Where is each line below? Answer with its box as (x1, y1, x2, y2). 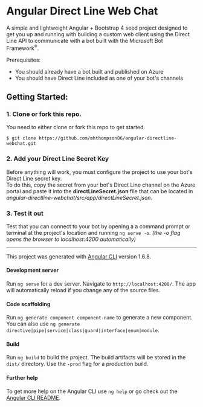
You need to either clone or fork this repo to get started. (6, 124, 146, 131)
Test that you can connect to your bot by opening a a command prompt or (6, 222, 190, 230)
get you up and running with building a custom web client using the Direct (6, 30, 190, 37)
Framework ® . (6, 43, 39, 52)
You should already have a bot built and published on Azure (14, 68, 164, 75)
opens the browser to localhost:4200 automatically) (6, 236, 136, 243)
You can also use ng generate (6, 320, 80, 327)
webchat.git (6, 141, 36, 147)
